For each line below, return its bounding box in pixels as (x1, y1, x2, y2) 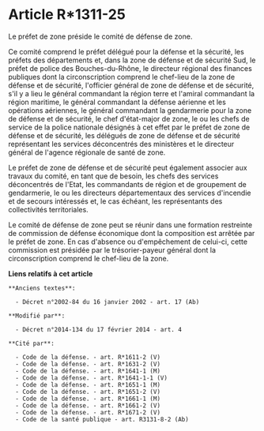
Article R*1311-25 (8, 6, 126, 24)
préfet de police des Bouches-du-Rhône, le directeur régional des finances (8, 63, 253, 73)
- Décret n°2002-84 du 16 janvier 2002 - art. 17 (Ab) (15, 298, 200, 305)
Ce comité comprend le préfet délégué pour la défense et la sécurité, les (8, 47, 245, 56)
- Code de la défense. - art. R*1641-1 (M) (15, 367, 160, 375)
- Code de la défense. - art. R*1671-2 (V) (15, 408, 160, 416)
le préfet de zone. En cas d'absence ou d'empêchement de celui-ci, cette (8, 237, 247, 246)
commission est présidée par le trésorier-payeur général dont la (8, 245, 216, 254)
